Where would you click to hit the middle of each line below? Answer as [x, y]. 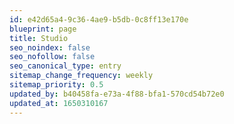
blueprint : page [43, 29]
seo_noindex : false [50, 47]
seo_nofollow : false [52, 57]
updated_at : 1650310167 [59, 103]
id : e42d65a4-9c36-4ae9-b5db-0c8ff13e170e [99, 19]
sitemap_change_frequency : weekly [81, 76]
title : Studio [39, 38]
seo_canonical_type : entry [65, 66]
